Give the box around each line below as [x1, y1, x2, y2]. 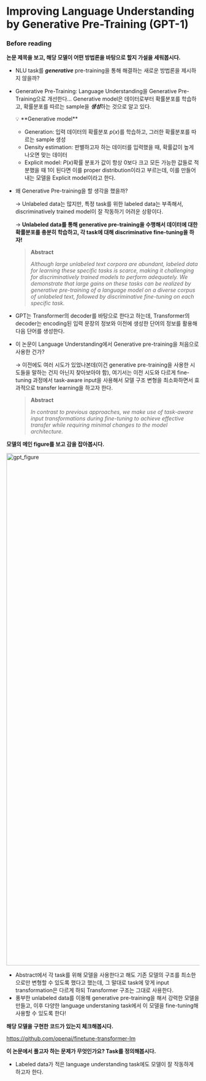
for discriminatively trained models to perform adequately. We [30, 273, 188, 281]
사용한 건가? [15, 348, 45, 356]
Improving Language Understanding [6, 4, 195, 18]
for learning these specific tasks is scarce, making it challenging [30, 267, 194, 274]
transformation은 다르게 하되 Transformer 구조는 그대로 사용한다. [15, 987, 174, 994]
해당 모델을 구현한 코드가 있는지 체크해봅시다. [6, 1023, 113, 1030]
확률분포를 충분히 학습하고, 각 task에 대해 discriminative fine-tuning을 [15, 229, 188, 236]
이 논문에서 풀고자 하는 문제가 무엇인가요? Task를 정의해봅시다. [6, 1047, 156, 1055]
